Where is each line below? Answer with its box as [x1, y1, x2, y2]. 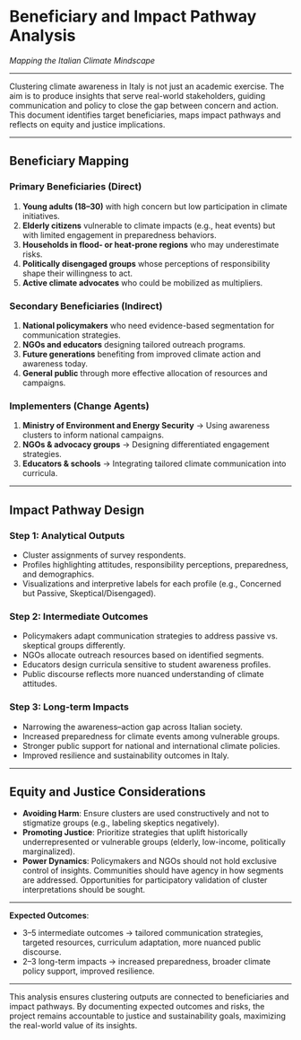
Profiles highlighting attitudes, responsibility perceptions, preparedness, [21, 559, 288, 569]
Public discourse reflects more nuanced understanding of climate [21, 669, 264, 680]
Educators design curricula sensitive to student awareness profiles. [21, 659, 271, 670]
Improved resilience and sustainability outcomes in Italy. [21, 750, 230, 761]
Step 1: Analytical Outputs [9, 529, 125, 542]
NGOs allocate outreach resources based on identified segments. [21, 649, 264, 661]
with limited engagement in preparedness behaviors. [21, 229, 217, 240]
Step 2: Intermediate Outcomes [9, 610, 149, 622]
